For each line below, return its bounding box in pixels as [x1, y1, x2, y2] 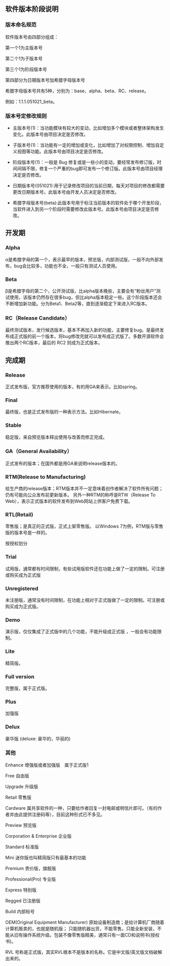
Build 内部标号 [5, 908, 35, 914]
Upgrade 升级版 [5, 783, 38, 789]
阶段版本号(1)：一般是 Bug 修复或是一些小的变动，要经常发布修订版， [12, 159, 157, 165]
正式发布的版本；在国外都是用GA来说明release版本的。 [5, 460, 120, 466]
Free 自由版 [5, 773, 29, 779]
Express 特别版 [5, 887, 37, 893]
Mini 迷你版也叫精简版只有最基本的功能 [5, 854, 87, 860]
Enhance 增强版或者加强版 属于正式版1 [5, 762, 89, 768]
